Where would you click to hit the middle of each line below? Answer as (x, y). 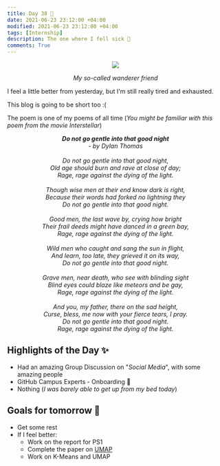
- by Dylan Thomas (115, 146)
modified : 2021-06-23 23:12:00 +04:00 (63, 26)
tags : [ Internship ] (35, 33)
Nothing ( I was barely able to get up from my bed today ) (97, 389)
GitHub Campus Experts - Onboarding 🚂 (74, 381)
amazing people (40, 374)
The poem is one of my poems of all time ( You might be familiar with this (110, 118)
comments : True (29, 45)
